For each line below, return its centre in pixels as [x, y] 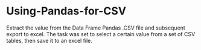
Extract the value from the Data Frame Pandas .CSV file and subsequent [96, 28]
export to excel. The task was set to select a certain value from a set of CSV [101, 34]
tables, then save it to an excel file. [49, 40]
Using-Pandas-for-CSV [66, 11]
